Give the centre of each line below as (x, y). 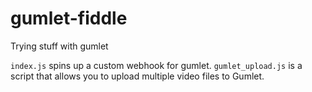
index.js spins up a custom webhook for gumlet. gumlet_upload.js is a (156, 65)
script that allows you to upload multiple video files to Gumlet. (137, 76)
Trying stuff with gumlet (59, 46)
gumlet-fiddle (69, 18)
